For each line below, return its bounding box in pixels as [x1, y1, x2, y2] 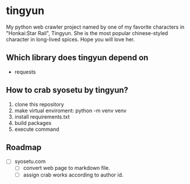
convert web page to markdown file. [23, 165, 111, 172]
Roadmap [6, 142, 42, 152]
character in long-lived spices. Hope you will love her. [6, 36, 135, 43]
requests [14, 68, 36, 75]
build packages [14, 119, 52, 126]
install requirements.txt [14, 113, 70, 120]
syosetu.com [14, 158, 46, 165]
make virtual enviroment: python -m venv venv [14, 107, 127, 114]
